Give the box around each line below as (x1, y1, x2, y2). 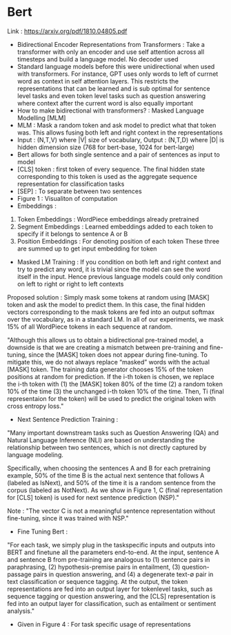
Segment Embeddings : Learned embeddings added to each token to (17, 222, 214, 231)
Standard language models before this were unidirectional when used (17, 62, 215, 70)
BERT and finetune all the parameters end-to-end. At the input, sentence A (7, 548, 219, 556)
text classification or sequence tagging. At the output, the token (7, 577, 188, 585)
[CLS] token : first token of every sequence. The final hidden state (17, 165, 205, 173)
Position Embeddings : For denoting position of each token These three (17, 237, 219, 245)
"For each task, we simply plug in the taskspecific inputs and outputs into (7, 540, 216, 549)
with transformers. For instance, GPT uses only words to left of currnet (17, 70, 219, 78)
